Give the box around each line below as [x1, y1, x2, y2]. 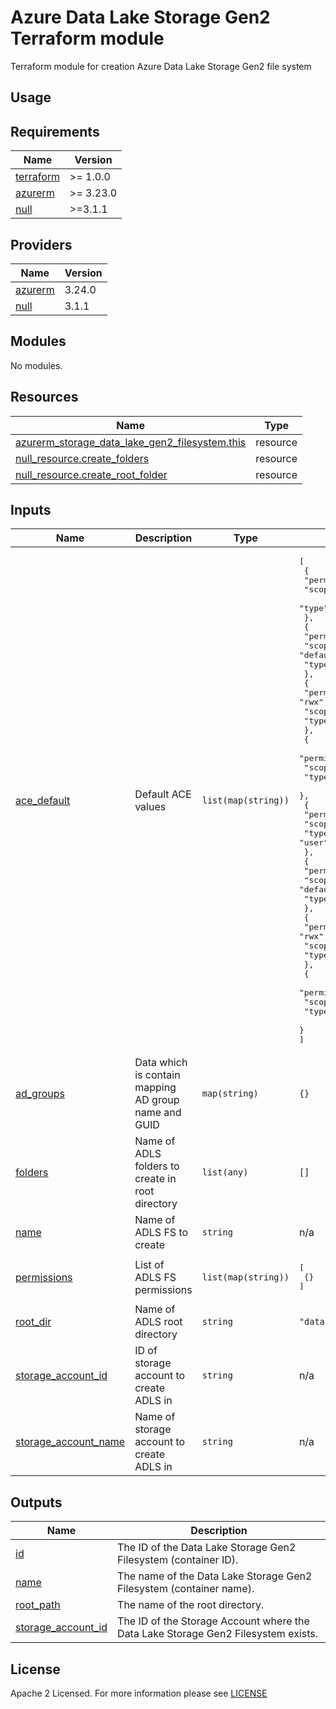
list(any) [201, 1167, 249, 1178]
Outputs [10, 1494, 63, 1511]
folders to [134, 1159, 180, 1173]
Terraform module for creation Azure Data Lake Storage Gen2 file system [10, 60, 312, 72]
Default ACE [134, 787, 192, 801]
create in [134, 1172, 177, 1186]
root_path [15, 1598, 61, 1612]
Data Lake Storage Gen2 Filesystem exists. [117, 1627, 319, 1641]
